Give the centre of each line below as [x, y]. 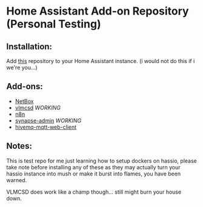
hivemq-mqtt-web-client [46, 127]
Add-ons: [25, 87]
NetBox [24, 101]
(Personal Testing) [54, 24]
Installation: [29, 46]
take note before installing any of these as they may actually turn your [93, 167]
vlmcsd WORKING [38, 107]
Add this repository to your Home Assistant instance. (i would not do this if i [101, 61]
